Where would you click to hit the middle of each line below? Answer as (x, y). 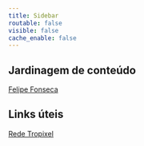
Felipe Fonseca (33, 89)
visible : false (34, 30)
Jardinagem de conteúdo (72, 70)
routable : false (35, 23)
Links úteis (36, 114)
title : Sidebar (34, 16)
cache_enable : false (43, 38)
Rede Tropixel (31, 133)
